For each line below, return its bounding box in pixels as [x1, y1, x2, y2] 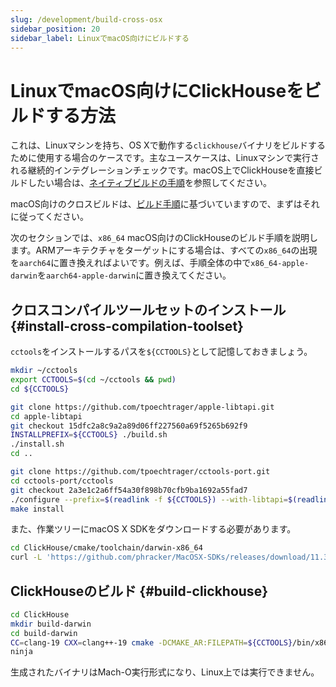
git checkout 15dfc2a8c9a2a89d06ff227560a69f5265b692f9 [10, 421, 248, 431]
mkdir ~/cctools [10, 366, 78, 376]
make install [10, 504, 65, 514]
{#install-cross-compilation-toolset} [10, 317, 244, 335]
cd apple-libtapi [10, 411, 83, 421]
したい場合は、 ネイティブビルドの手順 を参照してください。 [27, 177, 273, 189]
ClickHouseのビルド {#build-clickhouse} [10, 582, 268, 600]
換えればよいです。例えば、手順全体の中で [76, 257, 252, 269]
